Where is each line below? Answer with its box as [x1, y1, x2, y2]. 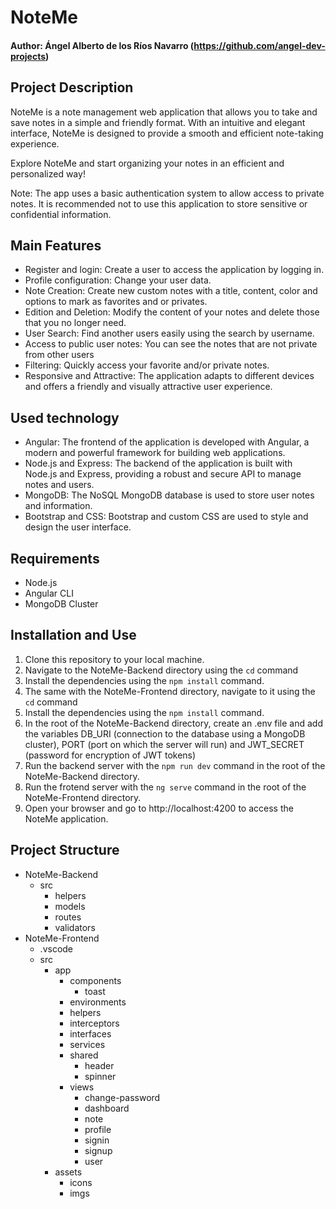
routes [54, 911, 82, 923]
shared [69, 1049, 99, 1061]
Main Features [10, 237, 102, 254]
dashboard [84, 1102, 130, 1114]
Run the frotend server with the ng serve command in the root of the [24, 781, 307, 793]
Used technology [10, 409, 120, 426]
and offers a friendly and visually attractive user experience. [24, 381, 273, 393]
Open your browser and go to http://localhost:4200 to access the [24, 802, 294, 814]
